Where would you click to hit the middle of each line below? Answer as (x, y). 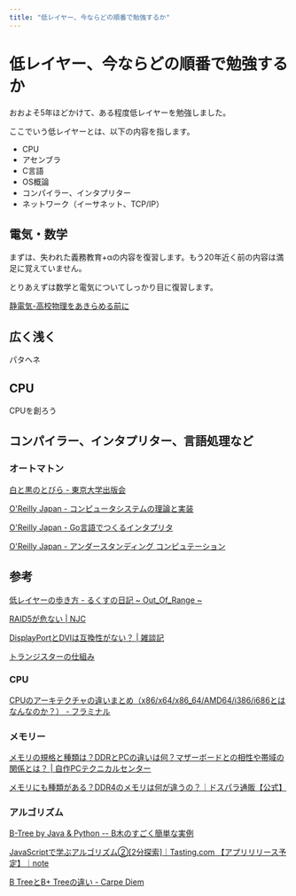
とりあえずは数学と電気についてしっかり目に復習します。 (114, 287)
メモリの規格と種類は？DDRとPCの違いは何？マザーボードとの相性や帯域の (147, 758)
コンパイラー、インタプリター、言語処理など (132, 441)
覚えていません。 (55, 269)
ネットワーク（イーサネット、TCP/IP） (93, 204)
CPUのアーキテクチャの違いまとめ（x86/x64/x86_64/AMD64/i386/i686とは (148, 700)
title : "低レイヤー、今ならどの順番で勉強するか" (90, 17)
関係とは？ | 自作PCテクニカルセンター (80, 768)
